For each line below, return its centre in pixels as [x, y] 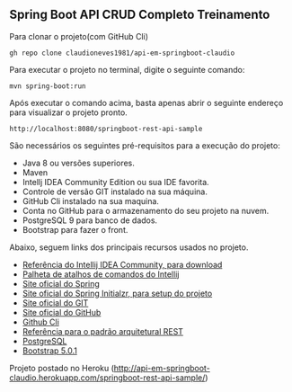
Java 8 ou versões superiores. [78, 163]
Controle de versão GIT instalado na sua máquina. [115, 192]
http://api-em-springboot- [162, 368]
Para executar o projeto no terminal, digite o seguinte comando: [127, 69]
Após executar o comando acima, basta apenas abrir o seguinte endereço [146, 102]
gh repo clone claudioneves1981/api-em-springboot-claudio [122, 53]
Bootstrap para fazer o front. [75, 229]
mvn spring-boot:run [48, 86]
